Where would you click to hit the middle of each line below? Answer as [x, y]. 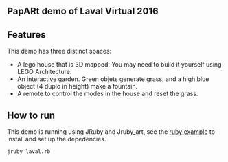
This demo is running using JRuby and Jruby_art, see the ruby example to [111, 132]
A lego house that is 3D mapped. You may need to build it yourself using [119, 65]
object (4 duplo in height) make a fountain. [77, 86]
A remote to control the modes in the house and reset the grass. [107, 94]
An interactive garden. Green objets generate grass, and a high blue [113, 79]
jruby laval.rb [29, 152]
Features [26, 35]
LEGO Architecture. [44, 72]
